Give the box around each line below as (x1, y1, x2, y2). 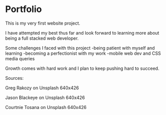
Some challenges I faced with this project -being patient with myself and (5, 45, 155, 51)
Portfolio (5, 4, 42, 15)
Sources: (5, 75, 24, 81)
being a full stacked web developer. (5, 35, 79, 41)
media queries (5, 55, 35, 61)
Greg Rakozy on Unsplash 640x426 (5, 84, 79, 91)
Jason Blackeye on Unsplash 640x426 (5, 94, 85, 100)
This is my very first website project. (5, 20, 80, 26)
